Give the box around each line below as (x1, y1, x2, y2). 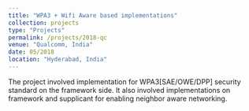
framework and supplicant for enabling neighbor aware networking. (8, 94, 228, 103)
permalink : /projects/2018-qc (8, 33, 108, 42)
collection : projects (8, 19, 80, 27)
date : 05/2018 (8, 48, 55, 56)
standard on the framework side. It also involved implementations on (8, 85, 231, 94)
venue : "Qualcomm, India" (8, 41, 93, 49)
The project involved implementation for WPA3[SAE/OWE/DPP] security (8, 76, 242, 87)
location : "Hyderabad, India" (8, 56, 108, 64)
